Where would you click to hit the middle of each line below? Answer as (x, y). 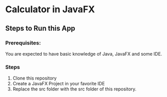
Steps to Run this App (40, 28)
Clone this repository (35, 78)
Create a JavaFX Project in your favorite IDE (59, 84)
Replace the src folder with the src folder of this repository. (74, 89)
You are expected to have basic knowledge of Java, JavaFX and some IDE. (84, 54)
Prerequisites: (23, 43)
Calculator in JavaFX (50, 9)
